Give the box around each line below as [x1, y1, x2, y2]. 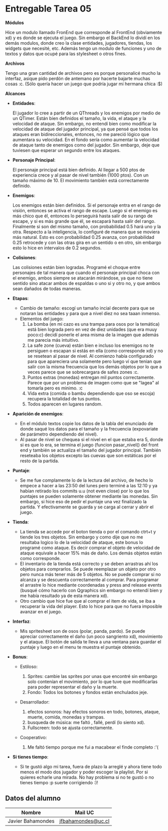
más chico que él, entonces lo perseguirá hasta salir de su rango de [12, 213, 153, 219]
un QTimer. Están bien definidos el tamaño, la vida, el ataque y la [12, 115, 146, 121]
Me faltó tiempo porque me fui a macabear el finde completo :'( [27, 744, 159, 750]
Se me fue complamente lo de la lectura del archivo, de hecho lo [20, 477, 153, 483]
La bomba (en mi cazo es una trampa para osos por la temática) [27, 321, 160, 327]
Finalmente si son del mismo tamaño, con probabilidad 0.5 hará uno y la [12, 223, 161, 229]
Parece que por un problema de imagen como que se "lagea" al [27, 379, 159, 385]
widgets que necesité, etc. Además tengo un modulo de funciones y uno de [5, 45, 162, 51]
